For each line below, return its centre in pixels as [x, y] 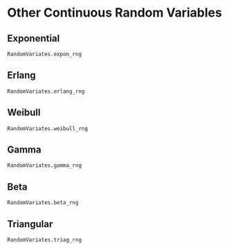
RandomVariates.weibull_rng [48, 128]
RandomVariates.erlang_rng [46, 91]
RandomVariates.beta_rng [43, 203]
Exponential [34, 38]
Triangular [30, 224]
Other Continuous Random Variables [115, 13]
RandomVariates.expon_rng [44, 54]
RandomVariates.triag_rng [44, 240]
